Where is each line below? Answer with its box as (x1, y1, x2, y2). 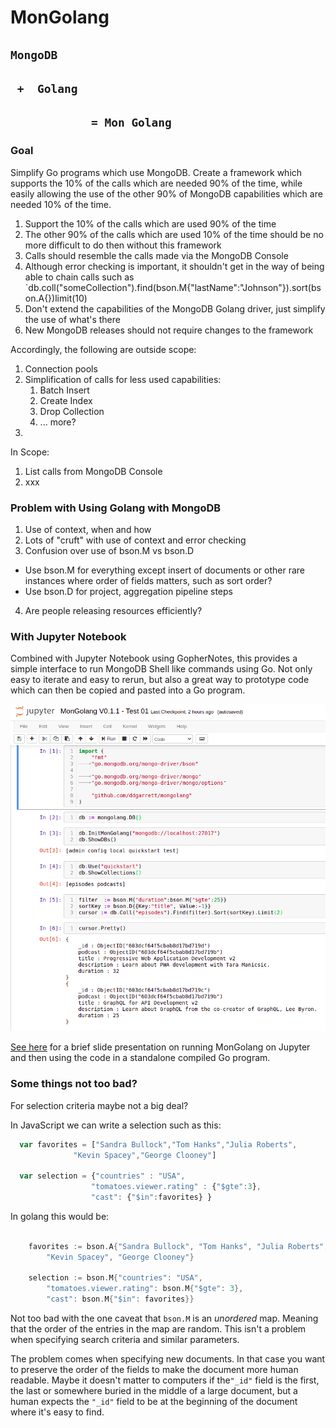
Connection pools (24, 362, 98, 375)
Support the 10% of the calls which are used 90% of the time (24, 217, 277, 230)
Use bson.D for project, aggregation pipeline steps (24, 585, 233, 597)
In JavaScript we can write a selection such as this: (10, 1119, 222, 1131)
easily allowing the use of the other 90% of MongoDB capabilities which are (10, 187, 323, 200)
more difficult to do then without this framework (24, 239, 222, 251)
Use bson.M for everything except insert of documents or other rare (24, 564, 306, 576)
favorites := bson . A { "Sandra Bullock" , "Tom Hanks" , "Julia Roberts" (28, 1241, 325, 1251)
